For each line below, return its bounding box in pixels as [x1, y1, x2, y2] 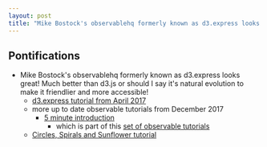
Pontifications [8, 49, 80, 63]
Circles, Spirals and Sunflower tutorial [31, 130, 157, 140]
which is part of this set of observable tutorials [55, 121, 210, 131]
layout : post [8, 11, 52, 20]
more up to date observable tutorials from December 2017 [31, 104, 225, 114]
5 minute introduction [43, 113, 115, 123]
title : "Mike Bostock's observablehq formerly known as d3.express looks [8, 19, 261, 27]
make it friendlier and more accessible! [19, 88, 149, 97]
